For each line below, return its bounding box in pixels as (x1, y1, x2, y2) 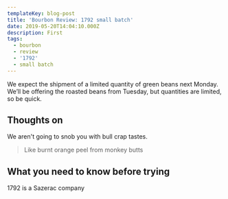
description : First (7, 29, 63, 36)
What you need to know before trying (7, 165, 170, 177)
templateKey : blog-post (7, 10, 76, 17)
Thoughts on (7, 115, 63, 126)
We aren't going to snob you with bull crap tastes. (7, 132, 148, 141)
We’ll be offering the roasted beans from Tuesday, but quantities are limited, (7, 87, 222, 95)
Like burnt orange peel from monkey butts (23, 145, 144, 154)
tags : (7, 36, 23, 43)
